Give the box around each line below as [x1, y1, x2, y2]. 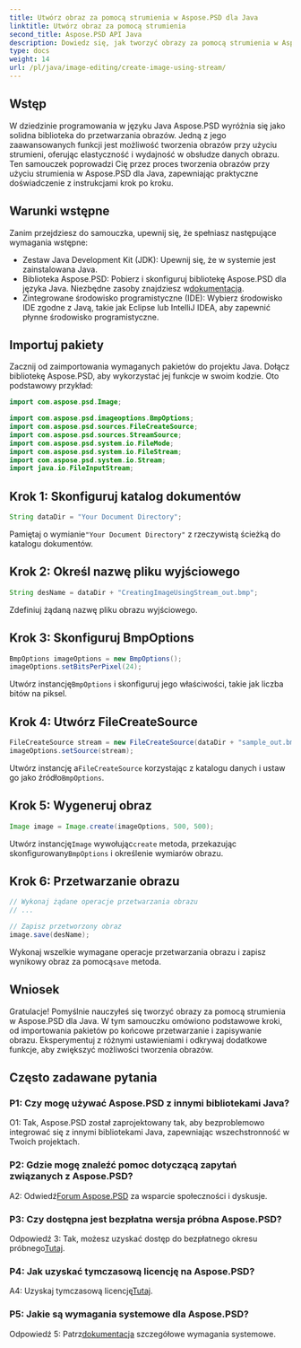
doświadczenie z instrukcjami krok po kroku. [9, 177, 174, 188]
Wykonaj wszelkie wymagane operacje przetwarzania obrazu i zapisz [9, 946, 267, 957]
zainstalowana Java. [21, 264, 99, 275]
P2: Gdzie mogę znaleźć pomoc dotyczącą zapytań [9, 1159, 237, 1171]
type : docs [9, 47, 50, 56]
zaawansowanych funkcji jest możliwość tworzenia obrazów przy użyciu [9, 139, 278, 150]
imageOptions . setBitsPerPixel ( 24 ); [9, 662, 142, 671]
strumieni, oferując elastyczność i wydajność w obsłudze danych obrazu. [9, 149, 280, 160]
